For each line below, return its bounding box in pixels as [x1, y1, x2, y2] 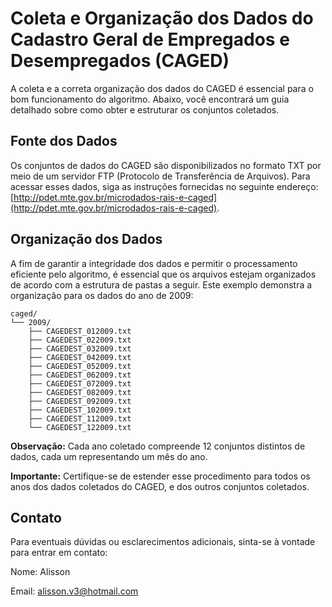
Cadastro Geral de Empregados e [10, 28, 290, 51]
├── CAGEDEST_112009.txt [28, 413, 132, 424]
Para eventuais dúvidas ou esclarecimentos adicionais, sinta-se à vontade [10, 536, 316, 548]
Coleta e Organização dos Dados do [10, 7, 314, 30]
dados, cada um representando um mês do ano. [10, 450, 208, 462]
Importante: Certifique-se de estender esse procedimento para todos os [10, 470, 311, 482]
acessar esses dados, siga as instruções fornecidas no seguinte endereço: [10, 180, 319, 192]
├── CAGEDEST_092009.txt [28, 396, 132, 406]
